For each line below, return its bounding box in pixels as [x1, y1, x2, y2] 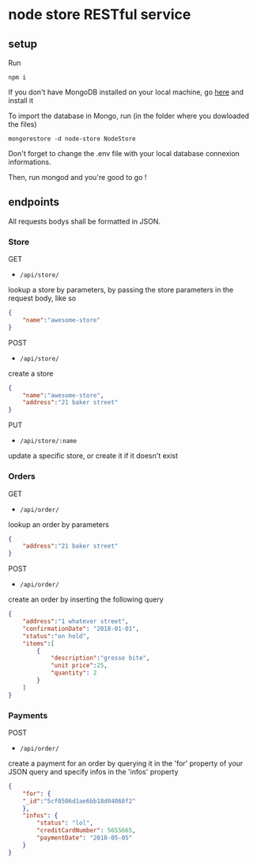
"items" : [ [22, 640, 55, 648]
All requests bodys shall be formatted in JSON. [8, 216, 161, 226]
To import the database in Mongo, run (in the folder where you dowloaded [8, 111, 250, 120]
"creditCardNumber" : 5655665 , [36, 827, 136, 835]
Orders [8, 471, 36, 482]
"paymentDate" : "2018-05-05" [36, 834, 133, 842]
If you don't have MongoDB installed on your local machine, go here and [8, 87, 244, 97]
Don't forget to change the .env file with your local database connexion [8, 149, 240, 158]
